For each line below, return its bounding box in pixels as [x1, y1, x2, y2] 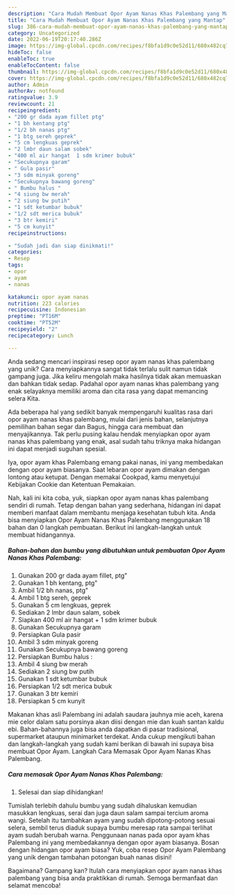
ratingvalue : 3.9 [8, 94, 58, 101]
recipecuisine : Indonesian [8, 306, 86, 313]
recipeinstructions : [8, 230, 68, 237]
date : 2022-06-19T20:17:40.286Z [8, 36, 101, 43]
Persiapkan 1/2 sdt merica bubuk [17, 682, 112, 690]
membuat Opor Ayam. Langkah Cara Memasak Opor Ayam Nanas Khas [8, 747, 211, 755]
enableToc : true [8, 56, 55, 62]
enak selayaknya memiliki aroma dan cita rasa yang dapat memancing [8, 387, 208, 395]
